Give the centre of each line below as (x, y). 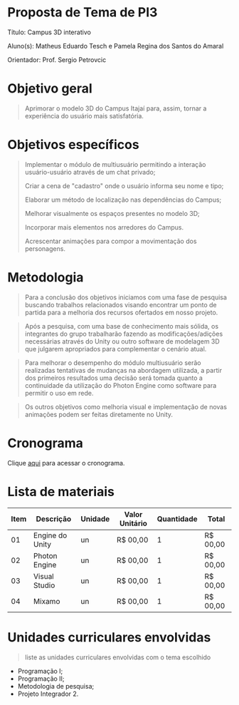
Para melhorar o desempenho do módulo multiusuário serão (113, 362)
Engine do (50, 535)
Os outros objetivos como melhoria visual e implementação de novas (126, 406)
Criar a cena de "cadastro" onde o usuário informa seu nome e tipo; (124, 185)
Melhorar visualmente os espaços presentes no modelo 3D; (112, 213)
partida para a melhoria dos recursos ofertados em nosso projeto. (121, 312)
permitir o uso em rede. (59, 393)
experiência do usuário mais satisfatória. (84, 115)
